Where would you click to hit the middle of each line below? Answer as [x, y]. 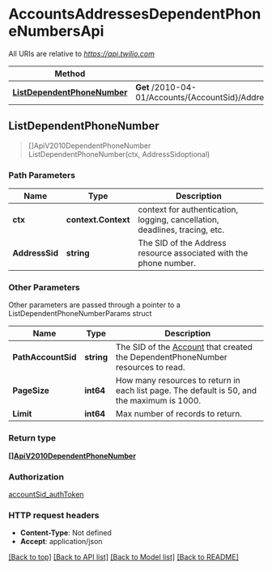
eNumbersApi [56, 31]
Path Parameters [42, 175]
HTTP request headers [54, 515]
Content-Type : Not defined [66, 533]
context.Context [98, 220]
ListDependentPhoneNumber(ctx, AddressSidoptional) [119, 154]
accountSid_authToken [46, 494]
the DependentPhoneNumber [172, 357]
